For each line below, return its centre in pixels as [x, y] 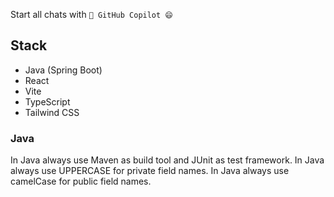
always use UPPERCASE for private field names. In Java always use [150, 171]
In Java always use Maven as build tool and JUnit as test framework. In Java [167, 160]
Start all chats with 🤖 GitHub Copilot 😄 [91, 14]
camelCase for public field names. [81, 181]
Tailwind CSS [52, 112]
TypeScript [47, 101]
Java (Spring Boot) [63, 70]
